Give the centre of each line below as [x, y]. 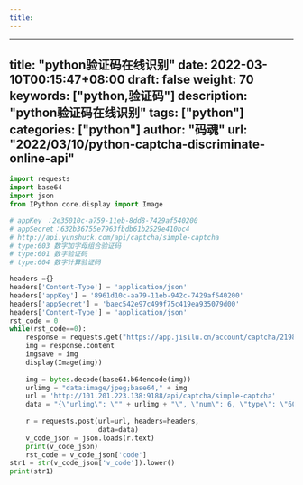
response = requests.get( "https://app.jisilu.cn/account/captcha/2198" [163, 338]
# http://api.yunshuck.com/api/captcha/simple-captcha [115, 237]
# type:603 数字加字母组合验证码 [65, 246]
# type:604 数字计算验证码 [55, 262]
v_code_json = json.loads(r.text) [90, 438]
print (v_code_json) [62, 446]
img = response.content [70, 346]
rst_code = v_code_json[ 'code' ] [86, 455]
